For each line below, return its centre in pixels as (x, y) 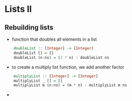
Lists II (18, 9)
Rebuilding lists (29, 27)
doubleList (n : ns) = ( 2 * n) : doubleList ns (62, 57)
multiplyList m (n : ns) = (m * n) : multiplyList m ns (70, 85)
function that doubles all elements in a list (54, 39)
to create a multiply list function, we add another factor (68, 67)
